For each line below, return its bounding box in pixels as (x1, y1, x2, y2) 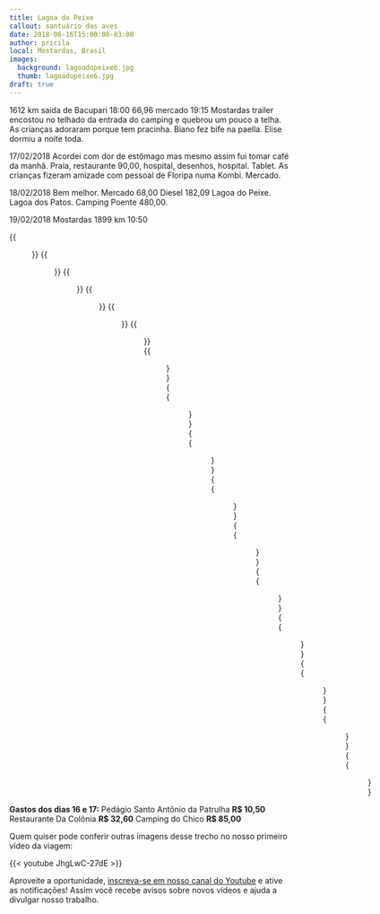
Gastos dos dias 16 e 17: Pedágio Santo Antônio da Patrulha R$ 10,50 (9, 804, 266, 814)
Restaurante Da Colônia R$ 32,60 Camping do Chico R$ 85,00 (9, 813, 242, 824)
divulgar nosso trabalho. (9, 894, 99, 905)
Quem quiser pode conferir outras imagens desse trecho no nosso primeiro (9, 831, 289, 841)
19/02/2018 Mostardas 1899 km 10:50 (9, 214, 148, 224)
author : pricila (9, 38, 70, 48)
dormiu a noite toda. (9, 133, 84, 144)
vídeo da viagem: (9, 840, 73, 851)
